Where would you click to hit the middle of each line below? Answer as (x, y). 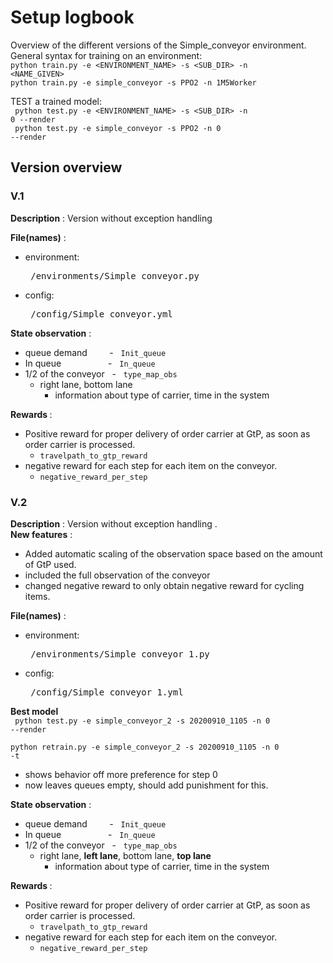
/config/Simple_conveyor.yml (101, 314)
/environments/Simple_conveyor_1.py (120, 654)
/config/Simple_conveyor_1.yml (107, 692)
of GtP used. (50, 564)
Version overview (66, 167)
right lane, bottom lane (86, 384)
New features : (41, 534)
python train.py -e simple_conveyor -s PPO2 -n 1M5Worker (133, 82)
